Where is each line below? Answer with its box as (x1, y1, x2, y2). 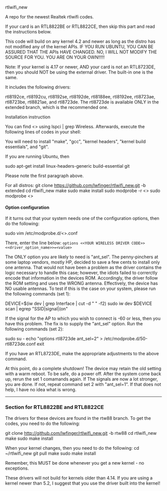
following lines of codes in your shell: (5, 129, 81, 135)
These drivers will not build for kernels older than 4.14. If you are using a (5, 475, 153, 481)
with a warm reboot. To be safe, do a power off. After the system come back (5, 371, 162, 377)
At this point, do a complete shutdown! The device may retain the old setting (5, 366, 162, 372)
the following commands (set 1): (5, 291, 71, 297)
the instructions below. (5, 29, 52, 34)
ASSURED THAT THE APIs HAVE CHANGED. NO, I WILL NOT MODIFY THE (5, 49, 158, 55)
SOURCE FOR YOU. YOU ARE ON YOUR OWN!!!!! (5, 54, 105, 60)
